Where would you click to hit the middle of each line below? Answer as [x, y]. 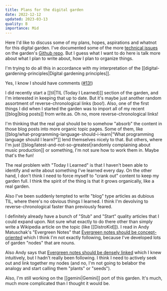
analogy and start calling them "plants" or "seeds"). [58, 269]
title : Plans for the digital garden [44, 10]
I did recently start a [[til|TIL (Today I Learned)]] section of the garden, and [82, 93]
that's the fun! [19, 156]
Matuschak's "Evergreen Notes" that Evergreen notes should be [71, 232]
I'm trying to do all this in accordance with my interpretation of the [73, 68]
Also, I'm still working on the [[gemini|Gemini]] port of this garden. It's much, [84, 278]
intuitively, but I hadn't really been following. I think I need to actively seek [81, 258]
